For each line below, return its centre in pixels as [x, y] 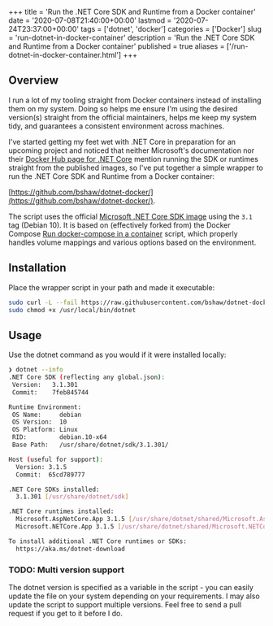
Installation [37, 268]
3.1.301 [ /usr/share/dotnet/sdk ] [72, 497]
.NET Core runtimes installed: [61, 511]
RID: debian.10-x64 [59, 437]
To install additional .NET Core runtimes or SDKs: [97, 541]
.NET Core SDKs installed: [54, 489]
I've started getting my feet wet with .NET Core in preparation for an [122, 141]
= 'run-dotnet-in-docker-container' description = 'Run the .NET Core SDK [132, 37]
